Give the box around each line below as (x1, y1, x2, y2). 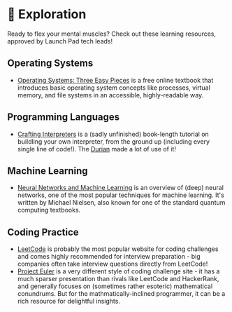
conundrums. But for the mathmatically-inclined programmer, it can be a (17, 290, 226, 298)
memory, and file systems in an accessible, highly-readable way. (17, 90, 204, 99)
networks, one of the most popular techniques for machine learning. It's (17, 191, 225, 199)
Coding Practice (7, 226, 79, 238)
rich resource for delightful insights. (17, 297, 121, 306)
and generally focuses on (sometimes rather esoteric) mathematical (17, 282, 213, 290)
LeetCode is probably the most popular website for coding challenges (17, 245, 219, 253)
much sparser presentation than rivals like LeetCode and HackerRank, (17, 275, 219, 283)
